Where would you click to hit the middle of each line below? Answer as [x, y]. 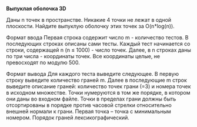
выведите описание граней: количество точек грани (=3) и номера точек [98, 86]
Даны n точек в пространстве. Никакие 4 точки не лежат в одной [89, 20]
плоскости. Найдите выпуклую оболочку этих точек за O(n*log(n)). [90, 26]
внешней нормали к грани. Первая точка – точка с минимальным [89, 111]
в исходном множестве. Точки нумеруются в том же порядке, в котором [98, 93]
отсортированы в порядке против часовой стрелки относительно [89, 105]
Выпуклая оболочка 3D [36, 9]
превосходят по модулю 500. [43, 62]
